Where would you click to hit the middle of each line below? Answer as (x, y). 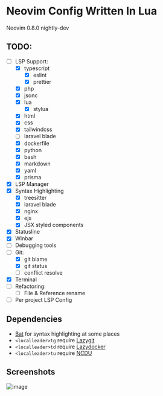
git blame (36, 259)
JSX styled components (54, 225)
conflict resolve (43, 272)
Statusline (27, 232)
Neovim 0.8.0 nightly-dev (38, 28)
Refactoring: (30, 286)
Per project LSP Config (43, 299)
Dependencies (34, 319)
